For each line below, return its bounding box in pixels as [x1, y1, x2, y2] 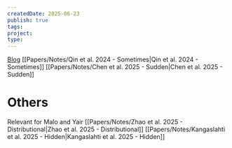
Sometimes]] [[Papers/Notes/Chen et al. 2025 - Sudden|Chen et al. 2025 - [7, 63, 223, 71]
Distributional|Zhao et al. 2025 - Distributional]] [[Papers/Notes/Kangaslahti [7, 125, 226, 133]
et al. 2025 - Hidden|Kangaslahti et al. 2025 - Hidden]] [7, 133, 165, 141]
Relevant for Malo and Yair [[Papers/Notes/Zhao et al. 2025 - [7, 118, 184, 126]
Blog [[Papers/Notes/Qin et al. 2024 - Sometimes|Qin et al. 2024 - [7, 55, 198, 64]
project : [7, 29, 33, 37]
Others [7, 95, 49, 110]
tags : [7, 23, 23, 30]
